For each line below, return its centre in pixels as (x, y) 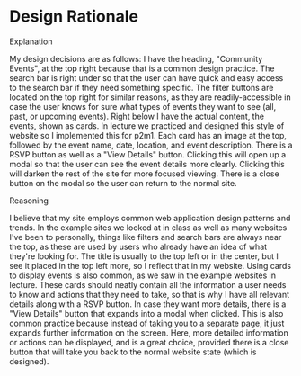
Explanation (31, 41)
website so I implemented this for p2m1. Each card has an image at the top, (148, 135)
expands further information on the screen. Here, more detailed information (149, 332)
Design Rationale (74, 17)
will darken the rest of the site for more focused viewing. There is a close (145, 174)
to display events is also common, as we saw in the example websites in (143, 275)
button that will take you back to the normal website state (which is (133, 352)
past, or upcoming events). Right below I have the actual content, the (137, 116)
